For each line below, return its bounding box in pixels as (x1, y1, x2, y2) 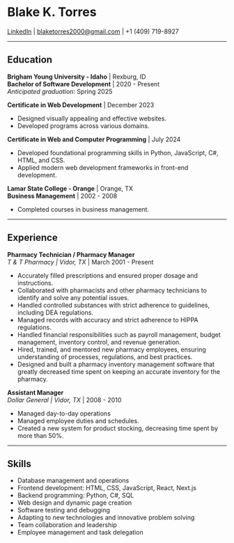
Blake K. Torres (7, 4, 97, 20)
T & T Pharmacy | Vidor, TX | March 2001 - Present (7, 258, 154, 266)
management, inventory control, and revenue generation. (17, 338, 181, 346)
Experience (7, 232, 58, 244)
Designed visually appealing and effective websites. (17, 114, 167, 123)
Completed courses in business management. (17, 205, 150, 213)
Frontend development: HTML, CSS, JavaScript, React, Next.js (17, 484, 197, 492)
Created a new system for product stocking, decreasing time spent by (17, 424, 218, 432)
